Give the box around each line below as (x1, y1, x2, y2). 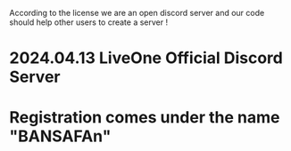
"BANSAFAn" (9, 126, 112, 147)
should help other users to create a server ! (9, 17, 168, 28)
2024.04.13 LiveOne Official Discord (9, 48, 283, 68)
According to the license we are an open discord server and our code (9, 8, 265, 18)
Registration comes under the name (9, 107, 280, 128)
